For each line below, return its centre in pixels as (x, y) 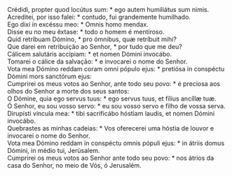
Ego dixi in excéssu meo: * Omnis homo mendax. (78, 24)
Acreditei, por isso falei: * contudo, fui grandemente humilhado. (99, 17)
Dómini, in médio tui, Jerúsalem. (54, 151)
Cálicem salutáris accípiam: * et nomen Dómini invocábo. (90, 54)
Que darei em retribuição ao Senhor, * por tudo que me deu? (95, 46)
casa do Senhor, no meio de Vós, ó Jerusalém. (74, 165)
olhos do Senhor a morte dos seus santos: (68, 91)
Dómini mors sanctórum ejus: (50, 76)
